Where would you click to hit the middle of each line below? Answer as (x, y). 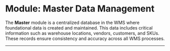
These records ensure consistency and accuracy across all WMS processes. (85, 38)
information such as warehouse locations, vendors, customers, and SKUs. (82, 33)
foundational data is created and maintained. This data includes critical (79, 27)
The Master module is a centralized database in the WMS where (73, 22)
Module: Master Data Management (80, 9)
